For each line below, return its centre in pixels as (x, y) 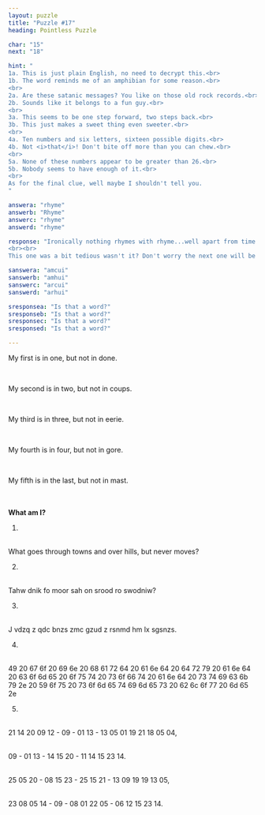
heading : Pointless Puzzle (52, 30)
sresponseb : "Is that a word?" (60, 314)
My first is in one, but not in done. (63, 358)
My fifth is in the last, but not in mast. (68, 480)
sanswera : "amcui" (38, 270)
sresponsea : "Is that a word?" (60, 306)
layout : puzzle (33, 15)
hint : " (21, 66)
